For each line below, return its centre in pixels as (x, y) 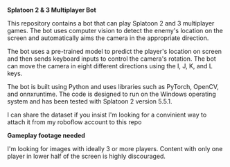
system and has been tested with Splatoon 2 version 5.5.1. (90, 101)
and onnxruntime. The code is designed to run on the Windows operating (112, 94)
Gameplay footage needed (46, 135)
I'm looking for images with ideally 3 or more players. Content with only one (115, 149)
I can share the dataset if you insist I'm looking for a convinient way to (107, 115)
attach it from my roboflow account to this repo (74, 122)
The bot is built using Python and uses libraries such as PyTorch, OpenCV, (113, 87)
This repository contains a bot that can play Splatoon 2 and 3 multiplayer (111, 23)
